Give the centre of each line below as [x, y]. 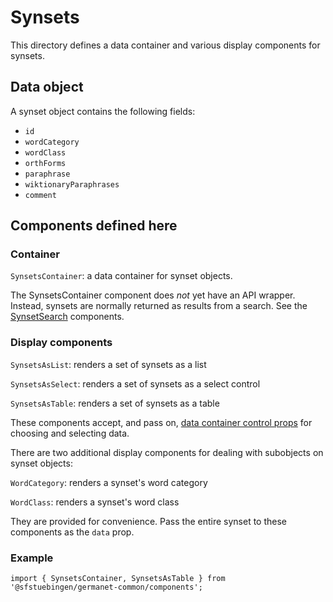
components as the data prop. [72, 532]
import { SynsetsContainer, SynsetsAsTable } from [118, 579]
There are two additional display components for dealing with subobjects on [167, 452]
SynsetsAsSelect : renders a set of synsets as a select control [135, 383]
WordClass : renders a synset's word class [95, 502]
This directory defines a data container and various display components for [165, 45]
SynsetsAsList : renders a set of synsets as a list [108, 364]
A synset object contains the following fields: [103, 111]
